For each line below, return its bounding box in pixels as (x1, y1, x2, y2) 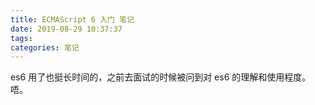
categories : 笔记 (10, 42, 80, 53)
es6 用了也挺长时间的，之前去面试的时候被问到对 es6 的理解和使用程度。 (10, 71, 312, 83)
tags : (10, 33, 33, 43)
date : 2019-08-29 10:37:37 (10, 24, 123, 34)
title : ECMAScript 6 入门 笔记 (10, 14, 135, 25)
